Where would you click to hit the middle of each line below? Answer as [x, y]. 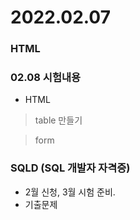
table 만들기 [58, 120]
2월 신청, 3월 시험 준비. [70, 192]
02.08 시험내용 [46, 78]
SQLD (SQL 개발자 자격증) [70, 168]
